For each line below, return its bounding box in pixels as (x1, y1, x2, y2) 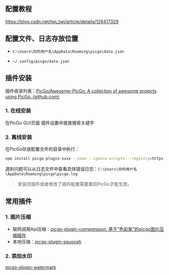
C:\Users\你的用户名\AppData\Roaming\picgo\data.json (12, 49, 125, 54)
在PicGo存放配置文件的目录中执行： (5, 146, 80, 152)
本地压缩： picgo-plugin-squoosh (12, 239, 82, 245)
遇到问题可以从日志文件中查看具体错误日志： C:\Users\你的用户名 (5, 166, 137, 172)
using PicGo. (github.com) (5, 94, 60, 100)
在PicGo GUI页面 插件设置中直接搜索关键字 (5, 120, 94, 126)
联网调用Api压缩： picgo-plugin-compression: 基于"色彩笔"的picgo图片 (12, 226, 160, 232)
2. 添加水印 (5, 252, 32, 259)
